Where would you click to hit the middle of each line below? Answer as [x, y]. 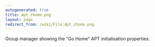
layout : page [19, 19]
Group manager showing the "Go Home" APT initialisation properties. [77, 39]
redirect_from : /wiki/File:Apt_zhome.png [50, 24]
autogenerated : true [27, 10]
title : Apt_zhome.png [28, 15]
